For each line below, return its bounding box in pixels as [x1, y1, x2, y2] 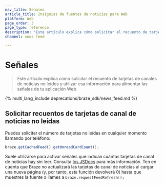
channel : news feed [5, 35, 45, 39]
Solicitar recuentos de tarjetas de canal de [5, 110, 137, 118]
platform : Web [5, 16, 34, 21]
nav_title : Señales [5, 7, 45, 12]
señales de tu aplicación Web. [17, 86, 78, 92]
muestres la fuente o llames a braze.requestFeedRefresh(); [5, 174, 124, 180]
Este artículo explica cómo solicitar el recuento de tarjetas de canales [17, 75, 157, 81]
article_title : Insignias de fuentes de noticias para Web [5, 12, 128, 17]
